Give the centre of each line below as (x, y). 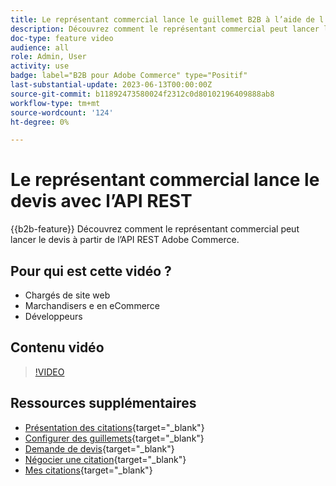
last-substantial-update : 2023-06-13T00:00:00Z (111, 85)
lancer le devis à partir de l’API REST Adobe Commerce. (125, 240)
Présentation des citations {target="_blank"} (114, 427)
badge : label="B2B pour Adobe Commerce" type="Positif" (129, 76)
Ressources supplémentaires (103, 403)
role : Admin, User (48, 57)
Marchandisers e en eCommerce (92, 305)
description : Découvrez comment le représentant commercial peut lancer (165, 29)
